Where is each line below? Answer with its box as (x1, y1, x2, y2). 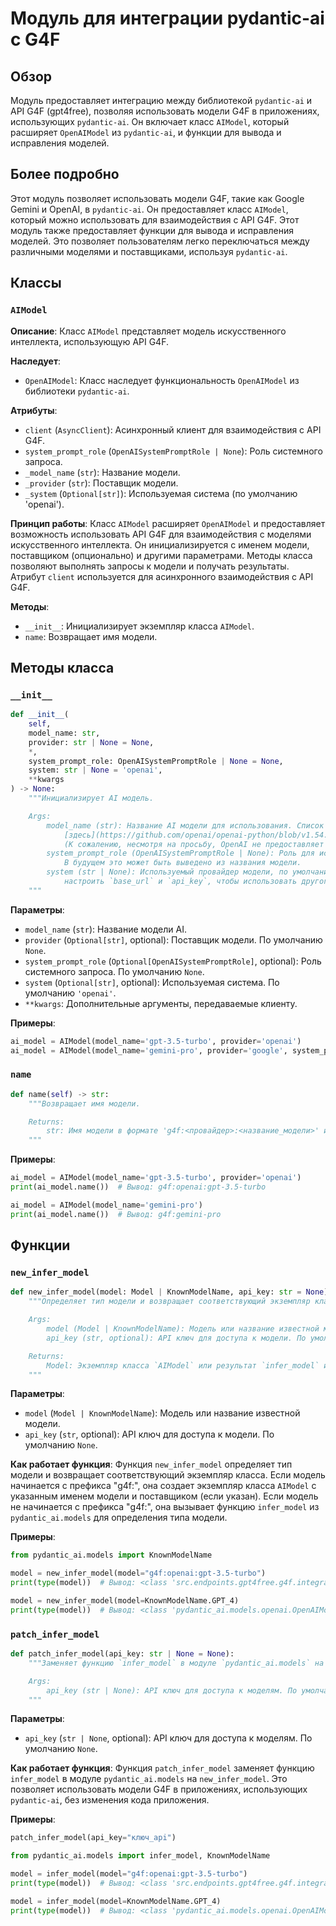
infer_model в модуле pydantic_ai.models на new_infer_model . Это (10, 1773, 288, 1785)
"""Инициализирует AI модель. (28, 793, 155, 804)
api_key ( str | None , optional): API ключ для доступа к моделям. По (24, 1732, 313, 1744)
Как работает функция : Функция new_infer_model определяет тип (10, 1458, 293, 1471)
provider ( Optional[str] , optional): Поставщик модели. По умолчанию (24, 933, 323, 946)
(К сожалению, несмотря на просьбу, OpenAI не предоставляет (63, 839, 325, 849)
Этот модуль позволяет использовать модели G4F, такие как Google (10, 192, 305, 204)
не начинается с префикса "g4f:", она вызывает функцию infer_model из (10, 1501, 320, 1513)
